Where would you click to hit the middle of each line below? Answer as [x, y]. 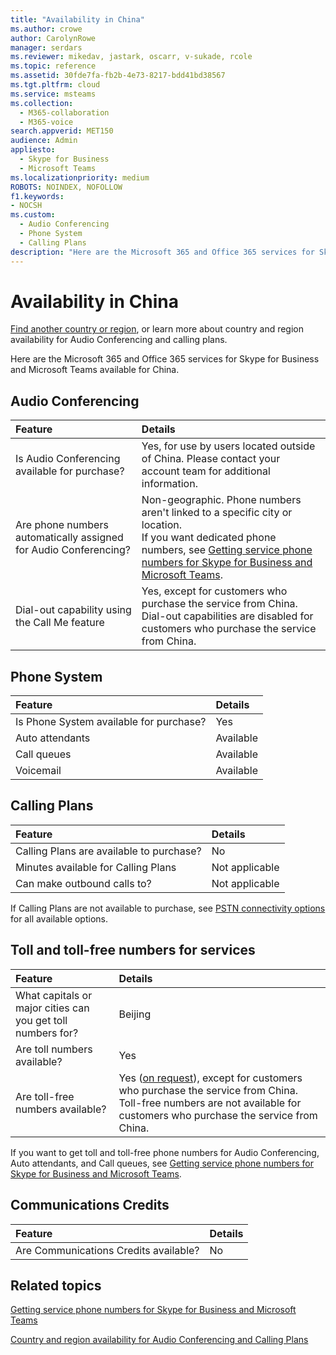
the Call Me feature [60, 623]
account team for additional [206, 471]
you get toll [41, 1020]
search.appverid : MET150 [62, 131]
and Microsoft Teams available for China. [95, 370]
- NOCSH [26, 206]
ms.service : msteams [53, 94]
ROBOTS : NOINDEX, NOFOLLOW [66, 187]
